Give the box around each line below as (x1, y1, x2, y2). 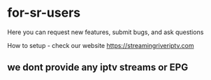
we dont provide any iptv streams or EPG (7, 61, 189, 74)
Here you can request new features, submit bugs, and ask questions (7, 28, 204, 36)
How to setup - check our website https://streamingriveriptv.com (7, 41, 194, 49)
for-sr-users (7, 5, 81, 21)
